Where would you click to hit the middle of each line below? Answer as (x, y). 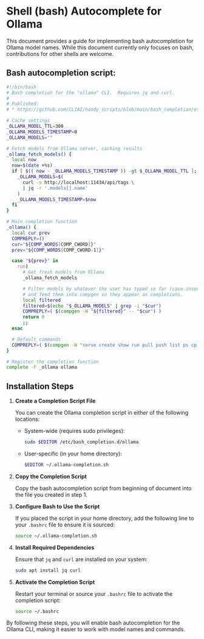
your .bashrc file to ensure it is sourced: (65, 525)
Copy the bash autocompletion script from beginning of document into (103, 488)
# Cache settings (28, 121)
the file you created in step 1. (51, 494)
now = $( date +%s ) (32, 165)
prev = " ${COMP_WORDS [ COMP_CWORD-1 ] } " (58, 250)
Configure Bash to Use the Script (57, 506)
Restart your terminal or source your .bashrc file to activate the (94, 593)
